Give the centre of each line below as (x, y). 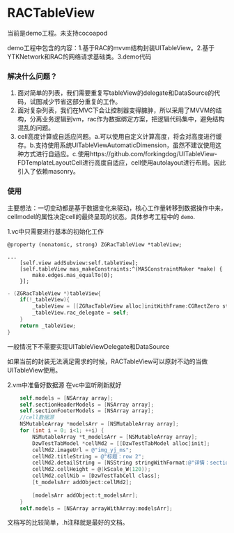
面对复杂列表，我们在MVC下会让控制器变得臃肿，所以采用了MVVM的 (116, 110)
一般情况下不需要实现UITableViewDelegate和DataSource (88, 346)
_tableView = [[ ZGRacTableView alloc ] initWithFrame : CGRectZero (126, 306)
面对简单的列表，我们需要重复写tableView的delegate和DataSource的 (116, 93)
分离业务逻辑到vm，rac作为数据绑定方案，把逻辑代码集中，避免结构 (127, 119)
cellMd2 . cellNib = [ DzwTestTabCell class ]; (96, 476)
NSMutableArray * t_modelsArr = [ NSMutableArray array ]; (115, 437)
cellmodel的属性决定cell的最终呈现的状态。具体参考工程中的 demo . (101, 216)
